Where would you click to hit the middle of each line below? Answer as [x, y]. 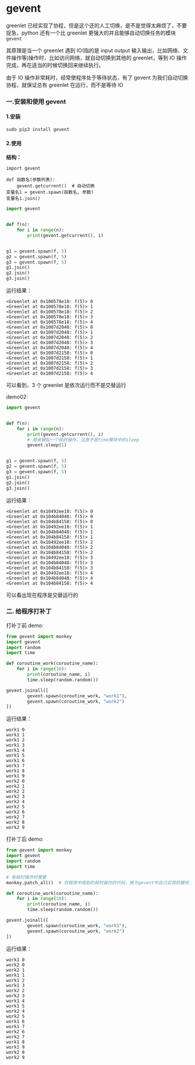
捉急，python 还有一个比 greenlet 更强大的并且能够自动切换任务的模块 [91, 33]
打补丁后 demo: [25, 839]
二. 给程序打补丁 [29, 611]
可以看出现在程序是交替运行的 [42, 595]
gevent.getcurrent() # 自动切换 [56, 186]
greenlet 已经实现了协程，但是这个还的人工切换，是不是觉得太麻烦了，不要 [97, 25]
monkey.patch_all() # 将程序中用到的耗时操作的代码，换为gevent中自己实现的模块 [97, 882]
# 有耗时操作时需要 [26, 877]
